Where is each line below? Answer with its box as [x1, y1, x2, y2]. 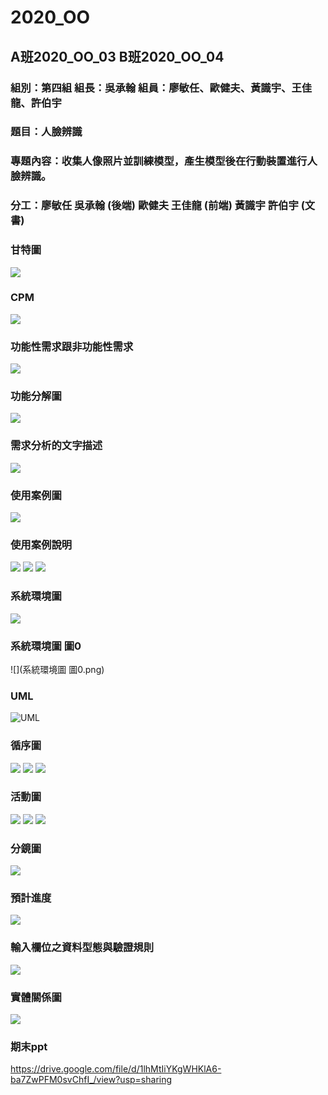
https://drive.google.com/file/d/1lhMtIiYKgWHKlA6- [10, 1063, 222, 1075]
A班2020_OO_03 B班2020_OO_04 [10, 48, 225, 65]
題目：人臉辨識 [10, 125, 83, 139]
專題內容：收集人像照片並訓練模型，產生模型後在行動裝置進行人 [10, 154, 318, 168]
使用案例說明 [10, 537, 73, 551]
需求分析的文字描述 [10, 439, 103, 453]
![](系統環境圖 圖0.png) [10, 663, 105, 675]
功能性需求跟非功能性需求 [10, 339, 134, 353]
